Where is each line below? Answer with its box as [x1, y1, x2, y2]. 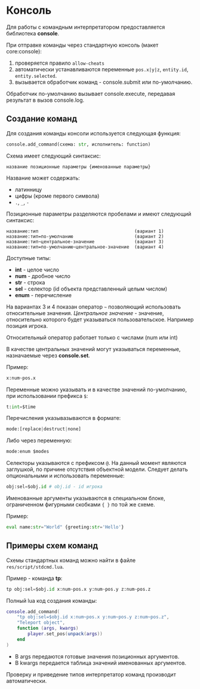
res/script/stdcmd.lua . [6, 563, 64, 570]
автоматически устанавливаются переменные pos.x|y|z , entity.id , [14, 65, 189, 72]
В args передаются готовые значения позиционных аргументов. [14, 652, 180, 660]
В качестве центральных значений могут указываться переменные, [6, 345, 181, 352]
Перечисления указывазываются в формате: [6, 415, 121, 422]
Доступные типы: [6, 254, 51, 261]
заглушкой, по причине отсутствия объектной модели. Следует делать [6, 466, 188, 473]
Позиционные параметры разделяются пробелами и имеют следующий [6, 210, 192, 217]
